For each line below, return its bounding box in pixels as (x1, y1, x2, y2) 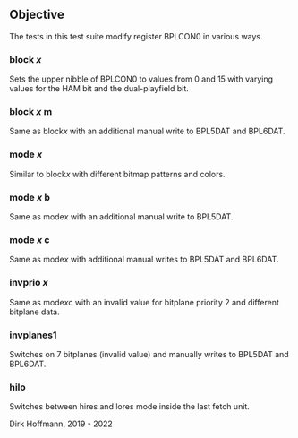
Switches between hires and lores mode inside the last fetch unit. (9, 401, 251, 412)
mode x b (9, 191, 51, 203)
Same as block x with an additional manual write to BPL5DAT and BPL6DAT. (9, 125, 285, 137)
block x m (9, 106, 53, 118)
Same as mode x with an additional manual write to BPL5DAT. (9, 211, 234, 222)
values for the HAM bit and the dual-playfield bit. (9, 83, 190, 94)
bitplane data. (9, 306, 60, 317)
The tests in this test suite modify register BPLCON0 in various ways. (9, 30, 263, 41)
